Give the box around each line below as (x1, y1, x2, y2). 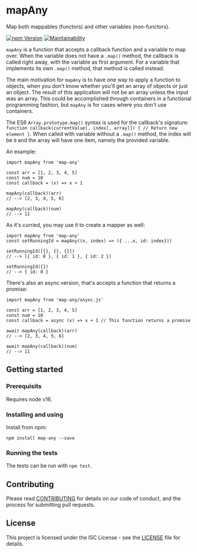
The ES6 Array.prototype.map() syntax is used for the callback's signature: (6, 119, 189, 126)
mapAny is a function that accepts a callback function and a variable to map (6, 45, 186, 53)
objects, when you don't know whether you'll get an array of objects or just (6, 82, 188, 89)
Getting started (6, 364, 64, 374)
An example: (6, 148, 36, 155)
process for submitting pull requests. (6, 501, 95, 508)
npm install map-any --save (6, 435, 75, 441)
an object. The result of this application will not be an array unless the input (6, 88, 189, 96)
